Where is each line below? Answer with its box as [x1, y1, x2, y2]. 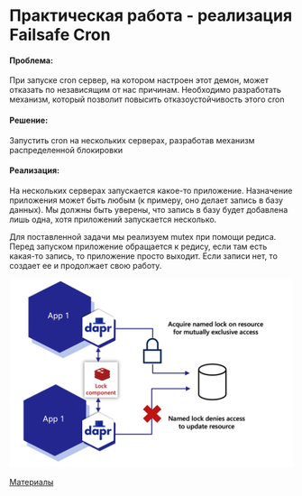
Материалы [9, 477, 54, 488]
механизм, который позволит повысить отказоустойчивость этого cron [9, 94, 285, 105]
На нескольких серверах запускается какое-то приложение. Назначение [9, 185, 293, 196]
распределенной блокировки [9, 144, 124, 155]
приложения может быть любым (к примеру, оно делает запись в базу [9, 195, 284, 206]
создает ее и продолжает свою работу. [9, 260, 162, 271]
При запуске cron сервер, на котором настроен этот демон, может [9, 75, 269, 86]
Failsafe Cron [9, 24, 111, 45]
